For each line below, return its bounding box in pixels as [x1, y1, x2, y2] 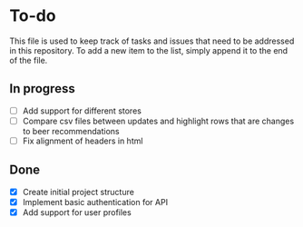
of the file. [9, 54, 48, 65]
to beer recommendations [22, 125, 120, 136]
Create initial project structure [22, 186, 134, 197]
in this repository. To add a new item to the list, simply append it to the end [9, 44, 288, 55]
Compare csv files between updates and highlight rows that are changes [22, 115, 295, 126]
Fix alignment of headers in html [22, 135, 143, 146]
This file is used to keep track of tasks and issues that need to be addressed [9, 35, 295, 46]
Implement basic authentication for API [22, 196, 169, 207]
